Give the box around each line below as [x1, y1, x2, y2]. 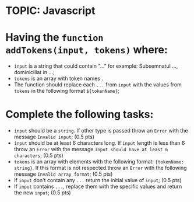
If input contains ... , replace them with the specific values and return [13, 183, 182, 190]
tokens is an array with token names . [13, 75, 103, 82]
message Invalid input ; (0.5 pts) [13, 133, 94, 141]
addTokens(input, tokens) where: [5, 43, 168, 57]
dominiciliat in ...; [13, 69, 55, 76]
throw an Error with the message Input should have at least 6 [13, 146, 168, 153]
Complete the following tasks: [5, 108, 154, 121]
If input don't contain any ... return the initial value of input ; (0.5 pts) [13, 177, 182, 184]
